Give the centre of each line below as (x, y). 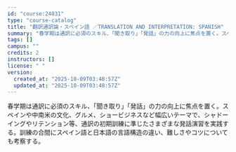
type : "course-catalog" (42, 20)
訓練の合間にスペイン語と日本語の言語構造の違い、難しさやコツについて (124, 132)
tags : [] (20, 40)
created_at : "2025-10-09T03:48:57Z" (67, 79)
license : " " (26, 66)
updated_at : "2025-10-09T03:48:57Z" (67, 85)
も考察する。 (26, 141)
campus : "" (23, 46)
